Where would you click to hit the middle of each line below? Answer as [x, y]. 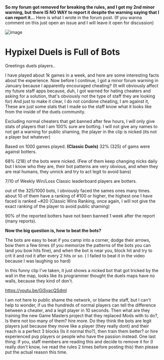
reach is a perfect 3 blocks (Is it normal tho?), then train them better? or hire [82, 331]
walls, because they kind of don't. [39, 281]
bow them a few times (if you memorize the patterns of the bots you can [78, 245]
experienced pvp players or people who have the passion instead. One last [81, 336]
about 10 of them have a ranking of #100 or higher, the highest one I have [79, 195]
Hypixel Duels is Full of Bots [63, 52]
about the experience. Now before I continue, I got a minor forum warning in [82, 80]
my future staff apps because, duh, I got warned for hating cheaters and [78, 91]
